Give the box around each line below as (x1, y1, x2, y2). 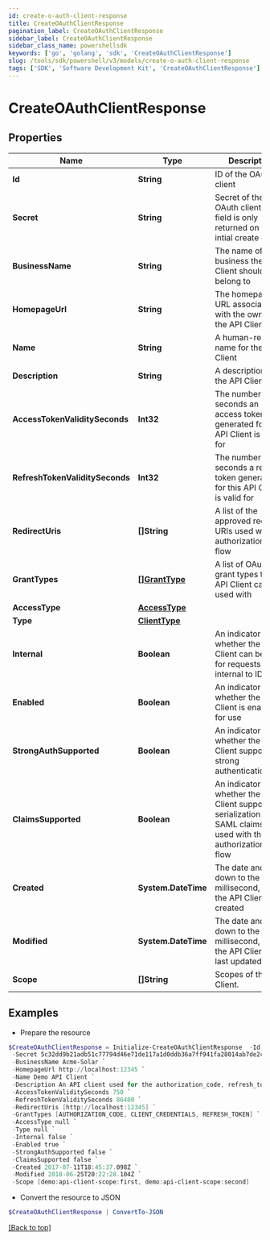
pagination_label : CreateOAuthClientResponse (8, 27, 163, 35)
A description (215, 364, 266, 376)
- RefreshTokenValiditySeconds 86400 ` (11, 1096, 142, 1104)
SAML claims (215, 818, 264, 830)
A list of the (215, 505, 259, 516)
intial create (215, 231, 260, 243)
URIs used (215, 525, 254, 536)
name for (215, 342, 249, 353)
